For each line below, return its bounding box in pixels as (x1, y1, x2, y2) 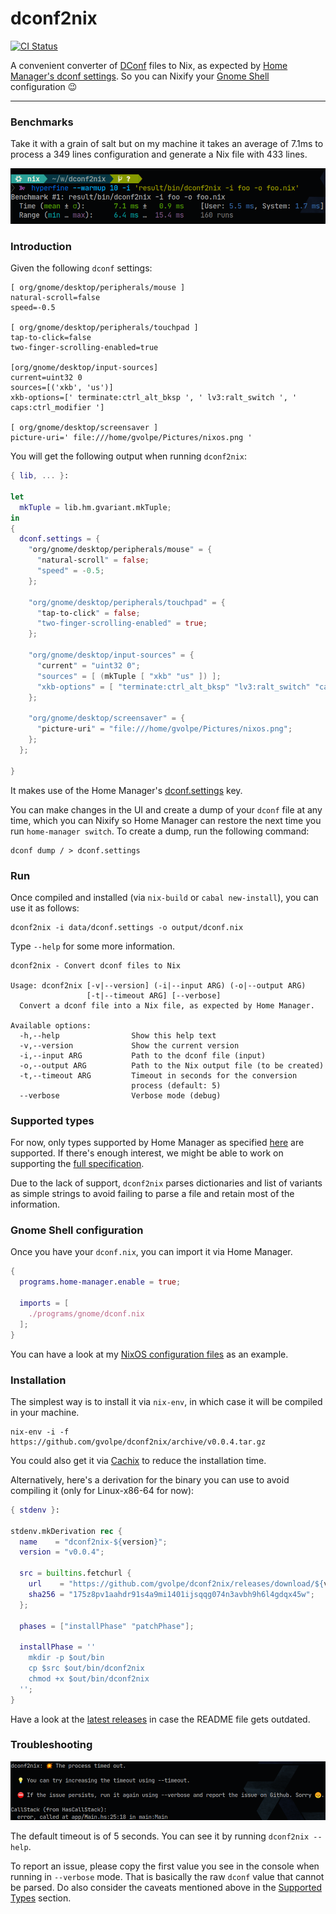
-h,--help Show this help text (19, 1030, 217, 1041)
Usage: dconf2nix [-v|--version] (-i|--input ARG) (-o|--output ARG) (10, 980, 307, 991)
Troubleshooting (10, 1738, 93, 1752)
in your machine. (10, 1406, 80, 1418)
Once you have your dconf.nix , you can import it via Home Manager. (10, 1246, 293, 1258)
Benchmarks (10, 115, 74, 129)
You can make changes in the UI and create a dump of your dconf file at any (10, 803, 323, 816)
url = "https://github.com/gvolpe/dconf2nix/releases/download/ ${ (28, 1579, 325, 1589)
